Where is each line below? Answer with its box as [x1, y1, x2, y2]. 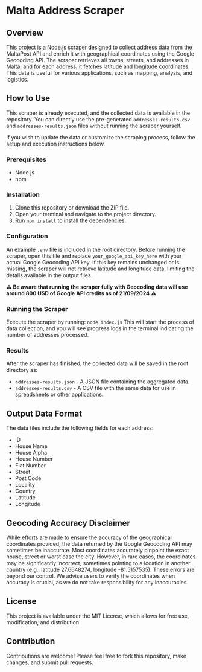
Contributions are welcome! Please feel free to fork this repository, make [6, 652, 187, 659]
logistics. [6, 76, 29, 83]
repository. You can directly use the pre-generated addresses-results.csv [6, 115, 191, 123]
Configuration [6, 232, 48, 240]
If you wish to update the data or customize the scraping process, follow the [6, 133, 196, 141]
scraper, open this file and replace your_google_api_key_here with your [6, 252, 182, 260]
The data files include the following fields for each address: [6, 424, 154, 432]
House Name [14, 443, 48, 450]
